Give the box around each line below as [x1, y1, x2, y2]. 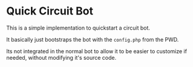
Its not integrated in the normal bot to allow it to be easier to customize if [6, 47, 188, 55]
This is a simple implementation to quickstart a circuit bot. [6, 24, 150, 31]
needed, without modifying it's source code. [6, 54, 117, 61]
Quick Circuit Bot [6, 4, 94, 18]
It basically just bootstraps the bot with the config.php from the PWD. [6, 36, 179, 43]
